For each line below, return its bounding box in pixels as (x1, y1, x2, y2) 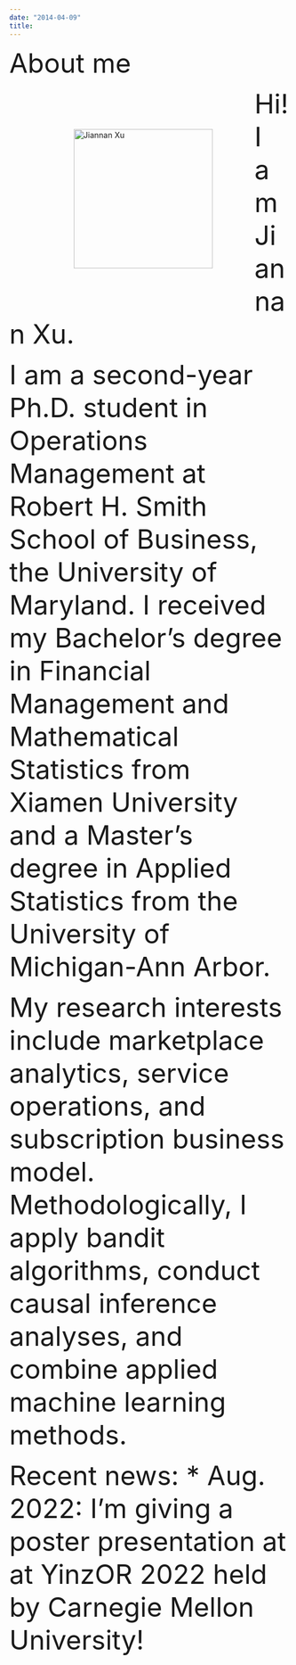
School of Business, (9, 522, 258, 556)
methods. (9, 1417, 127, 1452)
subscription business (9, 1121, 285, 1156)
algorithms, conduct (9, 1253, 260, 1287)
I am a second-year (9, 358, 253, 392)
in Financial (9, 653, 151, 688)
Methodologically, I (9, 1187, 247, 1222)
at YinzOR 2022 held (9, 1557, 268, 1591)
